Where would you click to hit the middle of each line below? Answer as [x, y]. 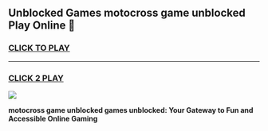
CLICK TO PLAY [39, 48]
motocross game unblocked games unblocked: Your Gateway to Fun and [131, 110]
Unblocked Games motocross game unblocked [127, 13]
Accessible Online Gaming [53, 118]
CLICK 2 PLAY [36, 78]
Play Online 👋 [42, 26]
